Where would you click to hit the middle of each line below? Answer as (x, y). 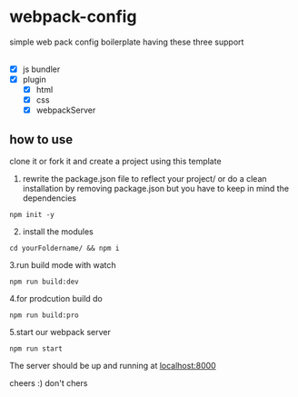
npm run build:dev (44, 282)
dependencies (50, 198)
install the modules (58, 232)
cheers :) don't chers (49, 383)
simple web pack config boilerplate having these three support (127, 42)
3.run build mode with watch (63, 265)
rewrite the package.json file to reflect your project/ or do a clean (144, 179)
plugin (35, 79)
